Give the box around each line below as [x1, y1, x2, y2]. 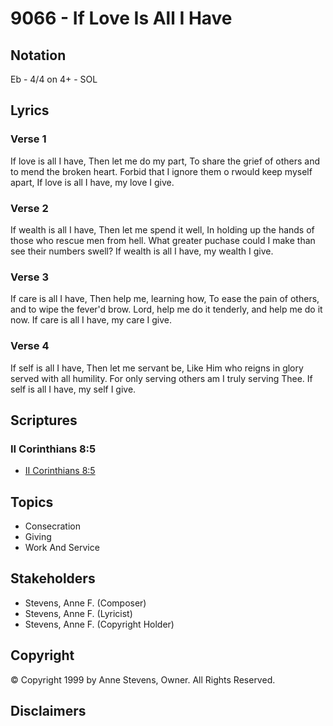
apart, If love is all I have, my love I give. [10, 176, 175, 188]
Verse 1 [10, 132, 47, 146]
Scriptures [10, 412, 78, 429]
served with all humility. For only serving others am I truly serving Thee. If [10, 372, 313, 384]
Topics [10, 493, 54, 511]
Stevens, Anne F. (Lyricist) [24, 607, 133, 619]
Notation [10, 47, 67, 64]
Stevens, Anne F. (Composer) [24, 597, 147, 609]
